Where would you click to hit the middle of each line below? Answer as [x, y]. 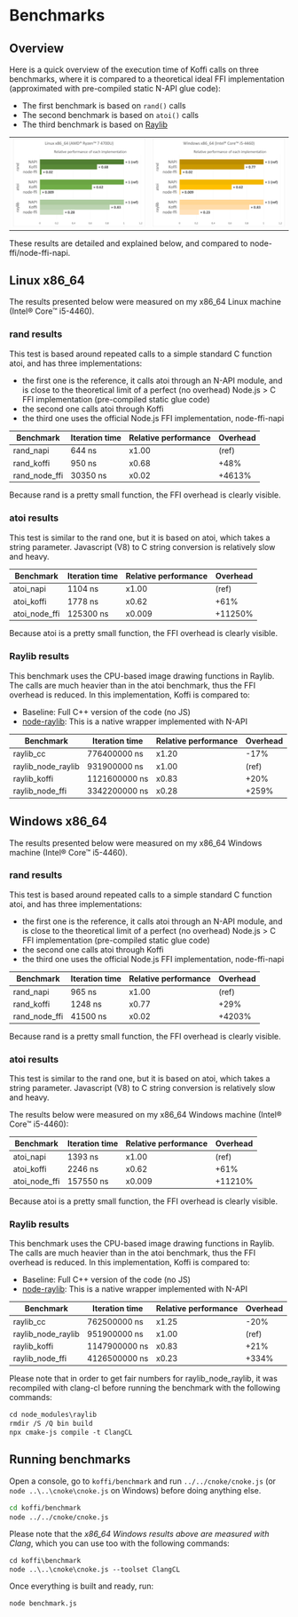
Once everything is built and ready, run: [81, 1586]
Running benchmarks [70, 1459]
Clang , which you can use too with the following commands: [120, 1543]
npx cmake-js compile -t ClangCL [71, 1432]
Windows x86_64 [59, 821]
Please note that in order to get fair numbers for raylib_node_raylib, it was [143, 1378]
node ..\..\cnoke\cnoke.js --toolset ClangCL [94, 1570]
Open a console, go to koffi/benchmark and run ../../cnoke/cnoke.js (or [143, 1481]
